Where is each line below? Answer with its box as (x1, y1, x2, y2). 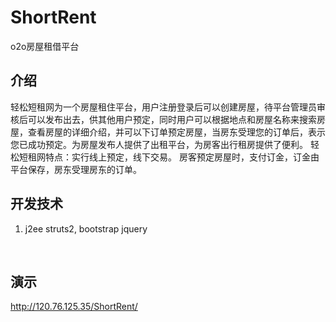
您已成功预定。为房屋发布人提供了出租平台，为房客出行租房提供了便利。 (10, 138, 308, 150)
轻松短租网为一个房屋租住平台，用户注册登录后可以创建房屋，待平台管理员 (10, 101, 317, 113)
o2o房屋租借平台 (10, 40, 80, 52)
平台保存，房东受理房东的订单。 (10, 163, 142, 175)
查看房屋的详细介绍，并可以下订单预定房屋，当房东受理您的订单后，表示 (27, 126, 326, 138)
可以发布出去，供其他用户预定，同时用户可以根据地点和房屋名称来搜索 (27, 113, 317, 125)
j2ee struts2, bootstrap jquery (24, 222, 148, 235)
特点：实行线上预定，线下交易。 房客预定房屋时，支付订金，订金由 (44, 151, 320, 163)
